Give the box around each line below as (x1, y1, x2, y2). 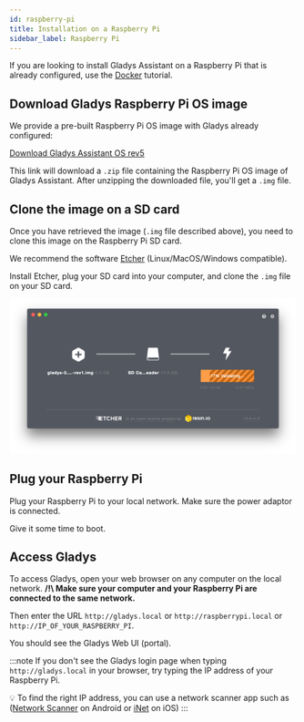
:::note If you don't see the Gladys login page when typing (9, 655, 228, 666)
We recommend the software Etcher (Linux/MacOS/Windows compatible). (9, 253, 288, 263)
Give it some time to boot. (9, 522, 106, 533)
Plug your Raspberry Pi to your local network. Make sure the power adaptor (9, 495, 293, 506)
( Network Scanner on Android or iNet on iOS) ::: (9, 703, 188, 714)
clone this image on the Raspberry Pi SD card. (9, 235, 182, 246)
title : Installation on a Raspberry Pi (9, 24, 161, 34)
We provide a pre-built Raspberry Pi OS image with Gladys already (9, 120, 259, 131)
